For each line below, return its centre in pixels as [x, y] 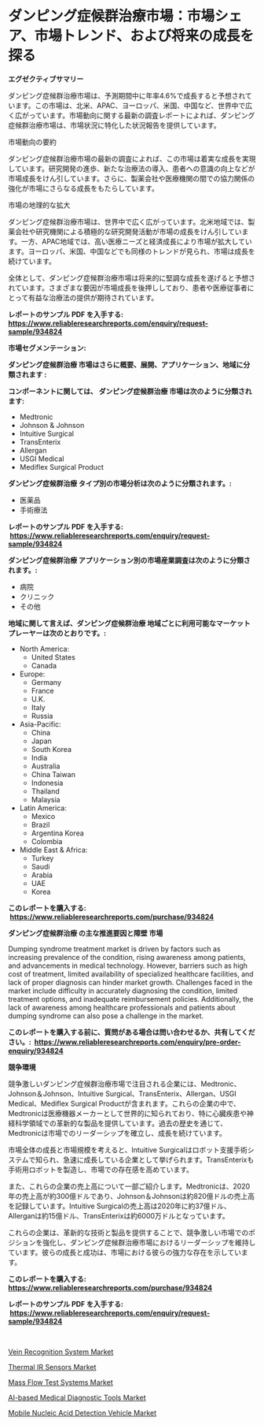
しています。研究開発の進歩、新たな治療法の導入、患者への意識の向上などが [132, 168]
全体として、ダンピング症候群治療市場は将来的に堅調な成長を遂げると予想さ [132, 277]
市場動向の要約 [32, 142]
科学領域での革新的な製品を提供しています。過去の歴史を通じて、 [121, 1123]
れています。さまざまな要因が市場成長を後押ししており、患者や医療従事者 [128, 288]
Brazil [40, 824]
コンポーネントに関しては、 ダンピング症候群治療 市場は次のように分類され [130, 391]
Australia [46, 766]
